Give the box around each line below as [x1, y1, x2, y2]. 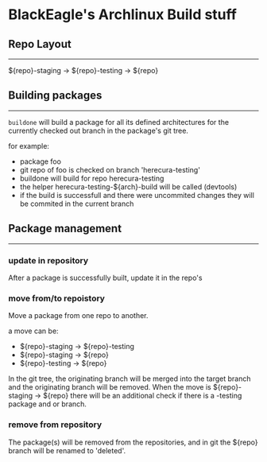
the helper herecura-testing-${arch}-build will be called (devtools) [19, 181, 238, 192]
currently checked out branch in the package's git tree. [8, 126, 189, 135]
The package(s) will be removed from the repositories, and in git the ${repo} [8, 437, 258, 447]
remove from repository [8, 419, 102, 430]
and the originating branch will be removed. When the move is [8, 382, 212, 392]
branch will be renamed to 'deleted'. [8, 445, 126, 455]
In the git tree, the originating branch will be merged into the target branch [8, 374, 251, 383]
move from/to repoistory [8, 293, 106, 304]
